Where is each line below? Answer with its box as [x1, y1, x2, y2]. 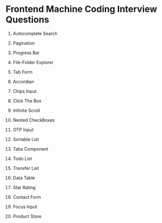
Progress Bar [12, 50, 40, 56]
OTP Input [12, 127, 34, 133]
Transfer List [12, 165, 39, 171]
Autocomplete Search [12, 30, 58, 36]
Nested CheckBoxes [12, 117, 55, 123]
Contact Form [12, 194, 41, 200]
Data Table [12, 175, 35, 181]
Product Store [12, 213, 42, 219]
